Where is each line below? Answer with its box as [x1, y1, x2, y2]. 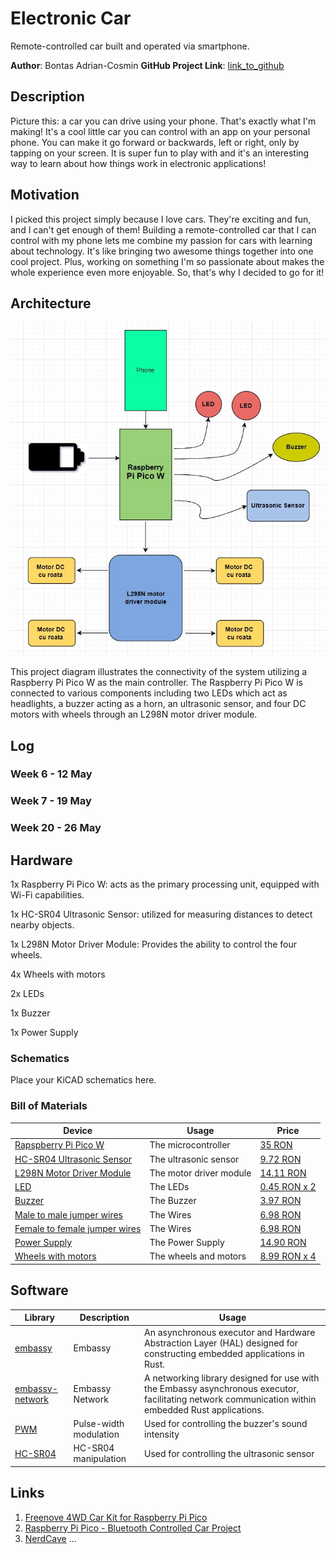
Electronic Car [10, 7, 132, 30]
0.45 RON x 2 [259, 1181, 317, 1193]
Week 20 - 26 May [10, 821, 102, 835]
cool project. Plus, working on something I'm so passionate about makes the [10, 255, 325, 267]
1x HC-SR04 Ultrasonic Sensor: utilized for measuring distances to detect [10, 908, 313, 921]
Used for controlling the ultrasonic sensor [144, 1447, 315, 1459]
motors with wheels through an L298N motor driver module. [10, 708, 258, 721]
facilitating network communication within [144, 1393, 317, 1405]
